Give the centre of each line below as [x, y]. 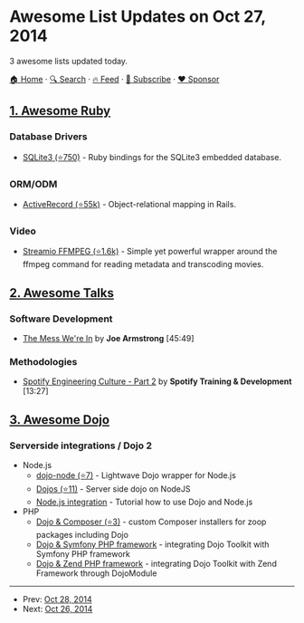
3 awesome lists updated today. [69, 61]
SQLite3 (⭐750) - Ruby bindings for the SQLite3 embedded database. [152, 157]
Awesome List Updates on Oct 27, [138, 17]
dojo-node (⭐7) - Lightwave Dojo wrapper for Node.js [136, 475]
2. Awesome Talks [62, 293]
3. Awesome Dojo [60, 420]
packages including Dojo [82, 534]
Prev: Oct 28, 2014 [57, 599]
